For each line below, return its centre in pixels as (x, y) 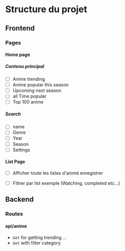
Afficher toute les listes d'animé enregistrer (58, 173)
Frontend (20, 28)
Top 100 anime (28, 102)
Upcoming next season (37, 90)
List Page (15, 162)
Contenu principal (25, 66)
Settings (21, 150)
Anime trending (29, 79)
